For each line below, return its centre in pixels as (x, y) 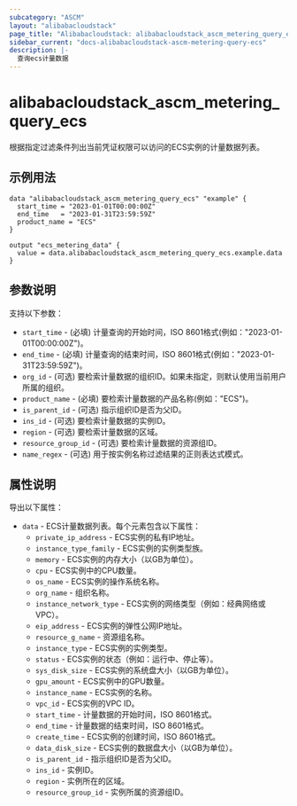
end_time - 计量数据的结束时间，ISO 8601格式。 (122, 726)
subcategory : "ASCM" (47, 17)
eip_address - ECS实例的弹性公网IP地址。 (111, 626)
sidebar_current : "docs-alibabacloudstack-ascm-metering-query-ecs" (138, 42)
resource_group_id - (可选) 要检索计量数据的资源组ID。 (122, 442)
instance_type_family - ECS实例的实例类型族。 (121, 548)
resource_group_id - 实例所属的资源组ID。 (111, 792)
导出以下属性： (36, 507)
